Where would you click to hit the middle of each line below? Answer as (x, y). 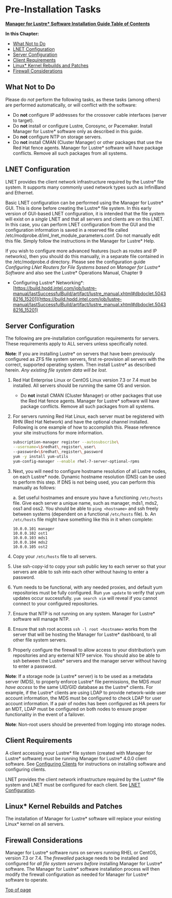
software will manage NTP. (41, 619)
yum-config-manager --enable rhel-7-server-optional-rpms (76, 461)
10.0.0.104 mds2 (30, 542)
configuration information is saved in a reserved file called (67, 230)
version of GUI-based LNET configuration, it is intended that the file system (85, 213)
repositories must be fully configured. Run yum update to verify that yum (89, 593)
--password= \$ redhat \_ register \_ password (58, 452)
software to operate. (27, 880)
